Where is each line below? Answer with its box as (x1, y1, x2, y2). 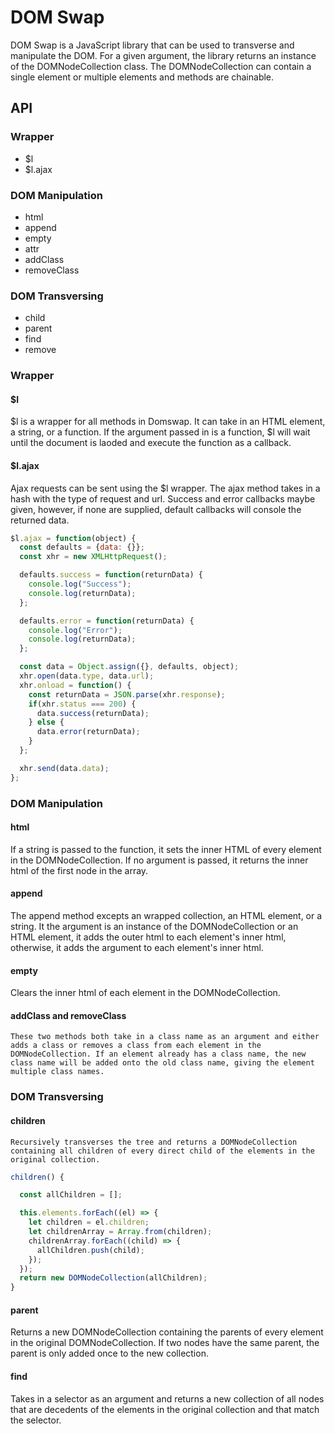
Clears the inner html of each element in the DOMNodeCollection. (10, 987, 281, 999)
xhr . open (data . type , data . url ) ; (19, 671, 155, 681)
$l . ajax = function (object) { (10, 533, 137, 543)
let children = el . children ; (28, 1217, 150, 1228)
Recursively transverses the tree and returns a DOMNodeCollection (10, 1137, 298, 1147)
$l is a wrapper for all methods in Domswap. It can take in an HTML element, (10, 416, 326, 428)
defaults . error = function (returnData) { (19, 616, 195, 626)
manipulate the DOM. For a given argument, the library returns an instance (10, 49, 317, 61)
